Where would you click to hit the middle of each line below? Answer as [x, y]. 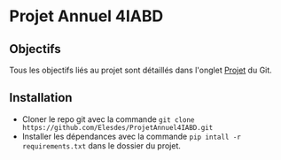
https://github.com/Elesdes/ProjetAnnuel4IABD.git [117, 127]
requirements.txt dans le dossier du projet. [101, 145]
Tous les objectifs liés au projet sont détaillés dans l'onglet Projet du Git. [140, 70]
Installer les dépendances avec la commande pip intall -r [132, 136]
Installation [41, 98]
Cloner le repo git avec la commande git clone [108, 119]
